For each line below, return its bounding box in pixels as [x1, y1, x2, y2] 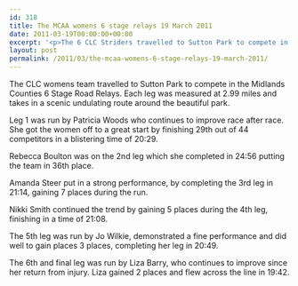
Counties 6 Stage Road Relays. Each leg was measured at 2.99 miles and [9, 88, 278, 99]
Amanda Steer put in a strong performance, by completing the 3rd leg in [9, 178, 274, 187]
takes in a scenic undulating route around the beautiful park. [9, 98, 230, 107]
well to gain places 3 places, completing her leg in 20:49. [9, 241, 219, 250]
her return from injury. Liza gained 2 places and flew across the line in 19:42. [9, 267, 290, 277]
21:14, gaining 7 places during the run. [9, 187, 149, 197]
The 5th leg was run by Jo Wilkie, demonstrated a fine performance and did [9, 231, 287, 241]
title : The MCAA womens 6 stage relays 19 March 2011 [9, 21, 213, 30]
